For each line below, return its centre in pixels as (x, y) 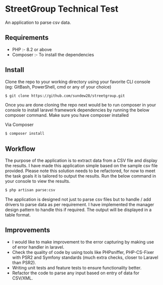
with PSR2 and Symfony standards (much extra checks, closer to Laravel (85, 257)
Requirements (27, 38)
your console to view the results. (38, 181)
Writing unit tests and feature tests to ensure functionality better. (77, 267)
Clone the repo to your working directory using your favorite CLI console (78, 82)
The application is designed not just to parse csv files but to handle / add (78, 199)
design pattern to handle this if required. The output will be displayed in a (78, 210)
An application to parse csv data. (38, 22)
